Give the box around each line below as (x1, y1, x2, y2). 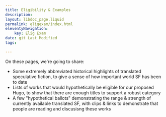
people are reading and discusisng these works (12, 105, 111, 111)
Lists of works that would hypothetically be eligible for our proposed (12, 84, 154, 90)
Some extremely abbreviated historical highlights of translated (12, 68, 142, 74)
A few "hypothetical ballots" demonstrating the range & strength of (12, 95, 151, 101)
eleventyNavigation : (5, 26, 49, 31)
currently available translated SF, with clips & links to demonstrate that (12, 100, 158, 106)
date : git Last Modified (5, 36, 57, 41)
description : (5, 12, 33, 17)
